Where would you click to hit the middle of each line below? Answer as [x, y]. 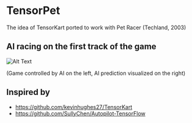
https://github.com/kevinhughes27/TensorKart [74, 107]
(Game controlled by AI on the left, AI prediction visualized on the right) [96, 73]
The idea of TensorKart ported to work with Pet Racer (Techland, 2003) [96, 27]
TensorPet [33, 11]
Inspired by [28, 92]
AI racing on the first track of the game [82, 47]
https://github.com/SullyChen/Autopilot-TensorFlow [80, 113]
